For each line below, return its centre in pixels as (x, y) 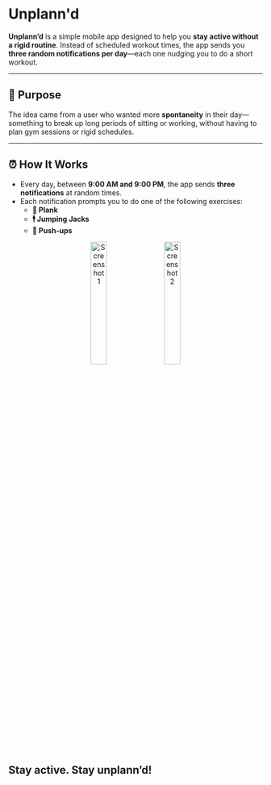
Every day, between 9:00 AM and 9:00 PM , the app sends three (127, 184)
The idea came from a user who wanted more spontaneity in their (118, 115)
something (26, 123)
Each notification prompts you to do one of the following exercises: (131, 201)
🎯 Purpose (35, 95)
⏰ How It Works (48, 165)
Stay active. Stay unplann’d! (80, 770)
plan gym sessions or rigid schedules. (71, 132)
